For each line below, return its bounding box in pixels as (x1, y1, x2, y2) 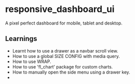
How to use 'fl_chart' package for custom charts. (12, 63, 113, 69)
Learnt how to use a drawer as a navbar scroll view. (12, 47, 119, 53)
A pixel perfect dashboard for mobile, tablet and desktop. (5, 20, 123, 26)
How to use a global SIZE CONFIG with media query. (12, 53, 120, 59)
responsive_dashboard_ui (5, 3, 115, 15)
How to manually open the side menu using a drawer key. (12, 69, 131, 75)
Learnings (5, 34, 37, 43)
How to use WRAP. (12, 58, 51, 64)
